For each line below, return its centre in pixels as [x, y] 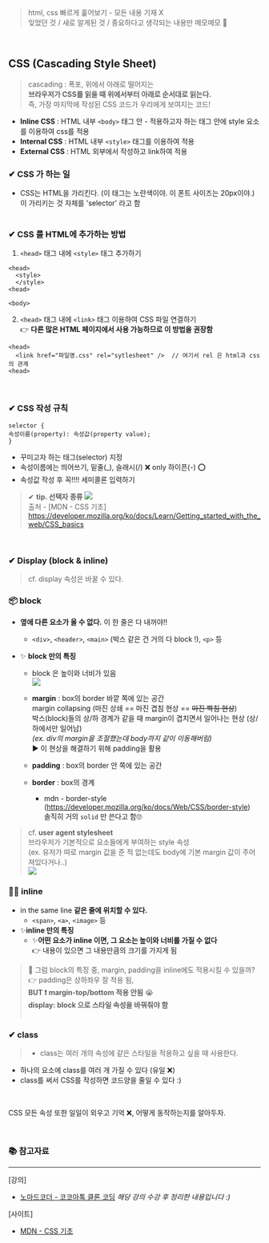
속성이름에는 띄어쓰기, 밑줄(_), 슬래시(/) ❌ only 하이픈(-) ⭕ [113, 467]
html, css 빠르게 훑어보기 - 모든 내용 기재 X [96, 12]
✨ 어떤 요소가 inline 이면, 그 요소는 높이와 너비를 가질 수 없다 [124, 940]
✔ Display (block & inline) [58, 561]
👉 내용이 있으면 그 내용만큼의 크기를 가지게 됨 [104, 950]
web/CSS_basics [56, 524]
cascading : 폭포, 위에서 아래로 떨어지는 [91, 84]
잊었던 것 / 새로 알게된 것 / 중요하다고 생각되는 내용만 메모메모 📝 [128, 22]
